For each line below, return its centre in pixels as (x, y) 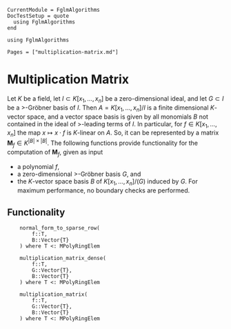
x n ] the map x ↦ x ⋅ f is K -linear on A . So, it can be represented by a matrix (113, 133)
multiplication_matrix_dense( (63, 258)
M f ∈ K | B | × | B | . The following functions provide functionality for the (103, 143)
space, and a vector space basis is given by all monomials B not (118, 117)
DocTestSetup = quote (38, 16)
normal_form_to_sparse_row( (60, 228)
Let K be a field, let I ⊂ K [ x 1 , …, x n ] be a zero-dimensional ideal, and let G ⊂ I (115, 99)
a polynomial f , (38, 167)
